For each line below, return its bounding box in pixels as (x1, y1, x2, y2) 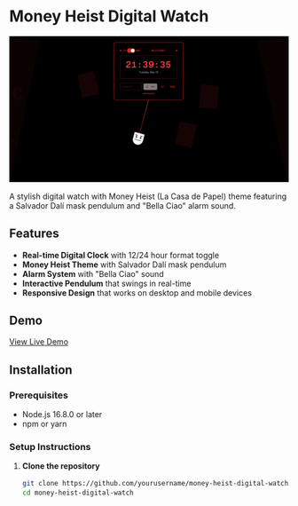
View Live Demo (9, 336, 69, 347)
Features (9, 226, 59, 241)
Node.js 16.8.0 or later (21, 409, 103, 420)
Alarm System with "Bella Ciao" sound (21, 268, 164, 279)
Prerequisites (9, 389, 68, 401)
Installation (9, 362, 73, 377)
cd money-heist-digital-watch (21, 488, 135, 498)
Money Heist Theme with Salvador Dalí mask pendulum (21, 259, 227, 270)
